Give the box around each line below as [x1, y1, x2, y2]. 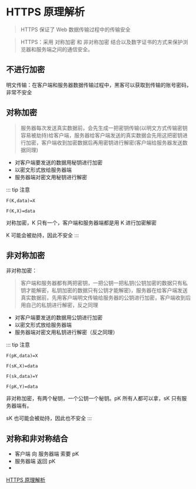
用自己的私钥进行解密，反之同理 [20, 302, 98, 309]
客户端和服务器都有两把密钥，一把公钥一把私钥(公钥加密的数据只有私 [20, 280, 188, 287]
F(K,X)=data [6, 208, 35, 214]
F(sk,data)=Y [6, 374, 38, 380]
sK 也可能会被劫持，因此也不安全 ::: [6, 415, 92, 422]
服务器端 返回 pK [14, 458, 56, 465]
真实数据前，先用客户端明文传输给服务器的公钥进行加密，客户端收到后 [20, 294, 191, 302]
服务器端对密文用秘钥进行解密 [14, 173, 87, 180]
